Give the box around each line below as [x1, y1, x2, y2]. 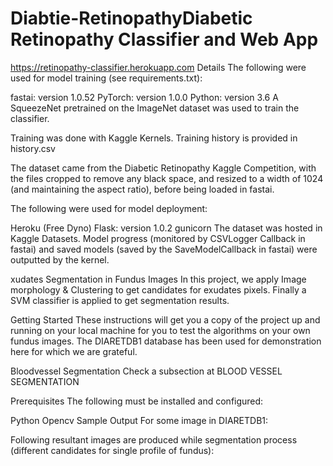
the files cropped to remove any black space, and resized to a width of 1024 [10, 172, 324, 184]
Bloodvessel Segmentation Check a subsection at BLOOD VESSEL [10, 365, 283, 377]
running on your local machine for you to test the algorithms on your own [10, 324, 311, 336]
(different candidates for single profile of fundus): [10, 444, 215, 456]
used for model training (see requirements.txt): [10, 72, 203, 84]
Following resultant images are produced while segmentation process [10, 433, 298, 446]
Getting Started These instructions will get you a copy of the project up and [10, 313, 321, 326]
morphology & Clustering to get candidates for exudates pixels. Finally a [10, 283, 307, 296]
